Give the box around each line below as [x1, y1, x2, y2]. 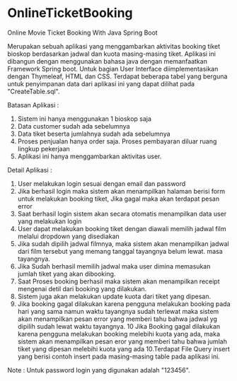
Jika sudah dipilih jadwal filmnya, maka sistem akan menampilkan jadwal [17, 239, 229, 248]
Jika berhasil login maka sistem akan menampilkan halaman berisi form [17, 187, 226, 195]
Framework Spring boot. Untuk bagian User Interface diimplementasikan [7, 64, 219, 73]
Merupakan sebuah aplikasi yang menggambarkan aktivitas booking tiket [7, 42, 221, 50]
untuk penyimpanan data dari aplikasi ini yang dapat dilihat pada [7, 79, 195, 88]
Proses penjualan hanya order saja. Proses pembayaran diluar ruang [17, 136, 217, 146]
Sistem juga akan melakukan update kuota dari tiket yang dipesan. [17, 292, 211, 300]
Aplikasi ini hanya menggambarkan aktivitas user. [17, 152, 162, 160]
